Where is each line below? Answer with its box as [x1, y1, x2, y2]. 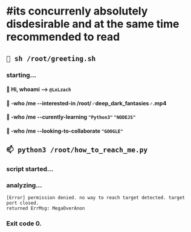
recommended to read [6, 30, 120, 44]
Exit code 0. [6, 219, 42, 228]
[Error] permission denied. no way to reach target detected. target [6, 195, 186, 201]
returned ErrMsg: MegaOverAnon [6, 205, 85, 211]
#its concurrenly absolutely [6, 4, 148, 18]
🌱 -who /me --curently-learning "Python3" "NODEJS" [6, 113, 136, 121]
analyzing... [6, 181, 42, 190]
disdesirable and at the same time [6, 17, 180, 31]
